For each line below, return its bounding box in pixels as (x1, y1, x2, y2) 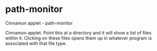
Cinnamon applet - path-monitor (5, 20, 73, 26)
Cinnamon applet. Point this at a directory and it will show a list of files (5, 29, 152, 35)
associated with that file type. (5, 40, 67, 46)
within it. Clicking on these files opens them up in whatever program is (5, 35, 152, 41)
